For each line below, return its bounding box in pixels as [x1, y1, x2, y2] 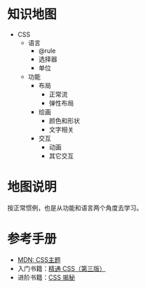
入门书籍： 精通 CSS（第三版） [17, 264, 106, 273]
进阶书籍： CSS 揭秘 [17, 273, 75, 282]
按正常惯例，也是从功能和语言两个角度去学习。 [7, 204, 142, 212]
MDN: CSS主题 [17, 255, 61, 264]
